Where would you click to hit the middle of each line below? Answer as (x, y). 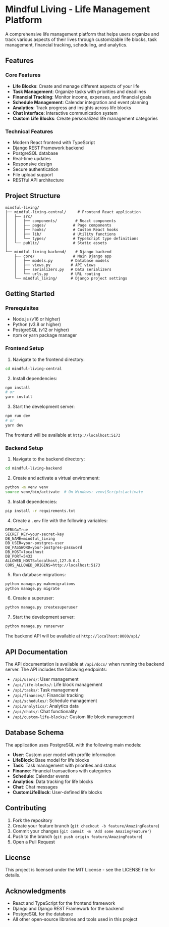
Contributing (26, 808)
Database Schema (35, 733)
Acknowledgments (36, 891)
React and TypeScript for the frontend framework (64, 903)
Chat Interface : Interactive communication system (65, 113)
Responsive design (32, 164)
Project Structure (33, 196)
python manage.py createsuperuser (42, 608)
